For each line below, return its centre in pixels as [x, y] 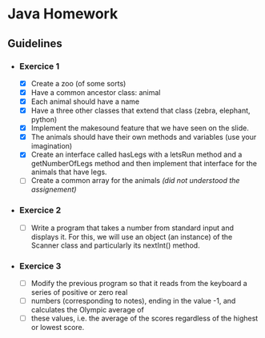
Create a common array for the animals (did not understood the [135, 181]
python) [44, 120]
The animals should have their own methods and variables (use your [144, 137]
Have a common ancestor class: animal [96, 92]
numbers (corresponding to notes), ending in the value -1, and [133, 301]
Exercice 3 [40, 266]
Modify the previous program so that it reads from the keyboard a [139, 284]
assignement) [54, 189]
